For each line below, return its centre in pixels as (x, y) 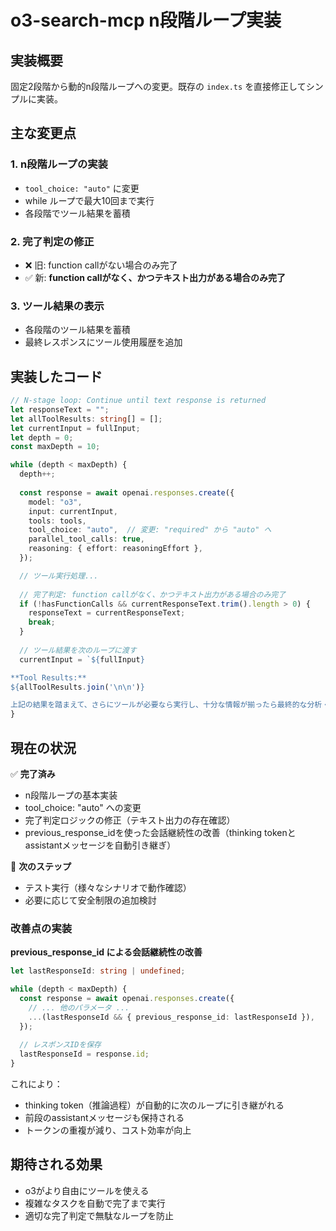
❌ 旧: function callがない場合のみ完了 (101, 265)
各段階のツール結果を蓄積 (77, 330)
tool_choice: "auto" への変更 (83, 808)
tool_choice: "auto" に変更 (82, 188)
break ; (42, 622)
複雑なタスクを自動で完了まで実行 (95, 1203)
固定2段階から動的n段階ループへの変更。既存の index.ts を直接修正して (158, 86)
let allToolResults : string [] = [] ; (86, 419)
